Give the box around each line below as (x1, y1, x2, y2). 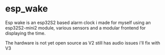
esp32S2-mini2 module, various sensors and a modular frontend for (5, 24, 146, 30)
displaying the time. (5, 30, 46, 36)
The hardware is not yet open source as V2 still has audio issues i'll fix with (5, 39, 160, 45)
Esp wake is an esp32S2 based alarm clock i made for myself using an (5, 19, 151, 25)
